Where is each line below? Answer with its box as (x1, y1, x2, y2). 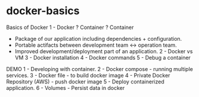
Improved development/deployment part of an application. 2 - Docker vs (14, 47, 193, 54)
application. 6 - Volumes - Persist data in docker (6, 84, 125, 91)
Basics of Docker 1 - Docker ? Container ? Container (6, 24, 134, 31)
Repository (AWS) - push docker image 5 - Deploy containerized (6, 78, 165, 85)
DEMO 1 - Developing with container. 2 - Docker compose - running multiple (6, 65, 194, 72)
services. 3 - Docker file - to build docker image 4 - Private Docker (6, 72, 170, 79)
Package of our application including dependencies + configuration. (14, 35, 182, 42)
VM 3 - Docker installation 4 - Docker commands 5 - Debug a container (14, 54, 191, 61)
